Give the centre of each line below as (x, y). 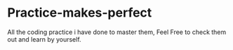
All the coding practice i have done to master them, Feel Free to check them (117, 32)
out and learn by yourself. (45, 39)
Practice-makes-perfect (80, 13)
